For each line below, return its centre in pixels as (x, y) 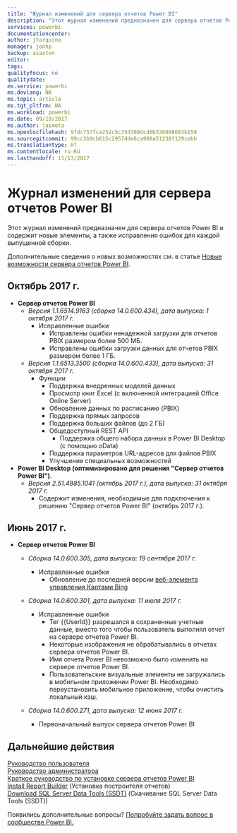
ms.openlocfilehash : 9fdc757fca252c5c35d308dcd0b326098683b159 (102, 132)
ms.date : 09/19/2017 (38, 119)
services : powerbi (34, 27)
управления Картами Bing (89, 587)
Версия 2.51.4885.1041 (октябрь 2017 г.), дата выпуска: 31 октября (128, 483)
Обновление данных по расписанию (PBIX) (114, 408)
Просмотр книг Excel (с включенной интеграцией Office (134, 393)
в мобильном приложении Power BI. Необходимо (124, 682)
